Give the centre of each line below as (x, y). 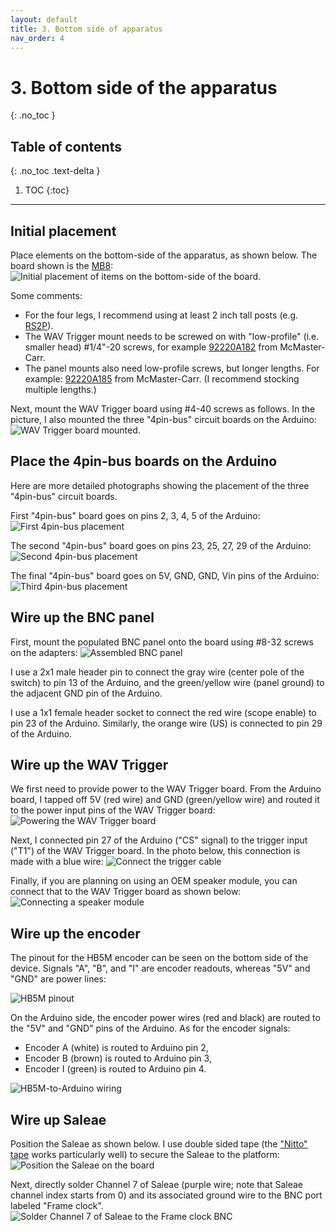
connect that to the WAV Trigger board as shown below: (126, 892)
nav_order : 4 (37, 38)
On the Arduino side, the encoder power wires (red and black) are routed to (165, 1018)
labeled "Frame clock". (57, 1205)
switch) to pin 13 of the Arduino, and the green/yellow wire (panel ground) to (167, 682)
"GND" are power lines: (58, 979)
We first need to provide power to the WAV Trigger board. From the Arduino (166, 789)
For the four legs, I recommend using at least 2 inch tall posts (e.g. (161, 315)
